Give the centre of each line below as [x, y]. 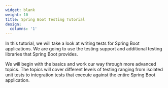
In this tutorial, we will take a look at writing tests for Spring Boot [72, 43]
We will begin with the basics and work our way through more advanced [81, 64]
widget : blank [20, 10]
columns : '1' [24, 29]
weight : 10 [17, 15]
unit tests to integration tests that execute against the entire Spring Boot [80, 75]
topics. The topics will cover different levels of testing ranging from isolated [84, 70]
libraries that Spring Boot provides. [42, 54]
